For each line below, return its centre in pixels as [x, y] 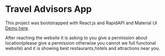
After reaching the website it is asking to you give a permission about [76, 38]
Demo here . [17, 28]
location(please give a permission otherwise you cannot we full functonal [80, 43]
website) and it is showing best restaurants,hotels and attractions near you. [82, 48]
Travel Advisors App [48, 9]
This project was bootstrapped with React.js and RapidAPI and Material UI [81, 23]
